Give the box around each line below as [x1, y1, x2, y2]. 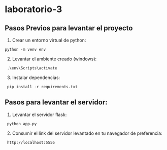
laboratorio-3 [5, 4, 62, 15]
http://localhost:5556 [7, 140, 55, 145]
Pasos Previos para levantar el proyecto [5, 24, 133, 32]
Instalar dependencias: [12, 74, 60, 81]
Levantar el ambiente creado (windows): [12, 56, 97, 62]
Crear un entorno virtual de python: [12, 37, 86, 43]
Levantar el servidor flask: [12, 111, 67, 118]
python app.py [7, 121, 37, 126]
